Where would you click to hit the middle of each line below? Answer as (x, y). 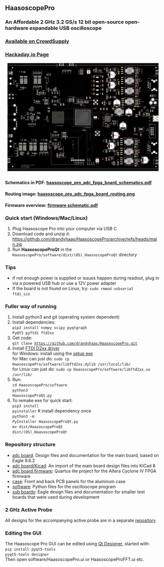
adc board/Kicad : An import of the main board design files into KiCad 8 (84, 465)
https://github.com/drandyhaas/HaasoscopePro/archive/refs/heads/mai (85, 239)
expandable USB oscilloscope (65, 28)
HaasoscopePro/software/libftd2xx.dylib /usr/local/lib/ (71, 364)
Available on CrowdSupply (37, 41)
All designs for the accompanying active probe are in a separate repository (81, 520)
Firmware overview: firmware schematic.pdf (51, 205)
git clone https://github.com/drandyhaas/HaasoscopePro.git (75, 344)
